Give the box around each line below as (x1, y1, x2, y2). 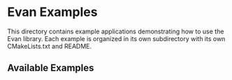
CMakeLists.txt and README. (7, 42, 92, 50)
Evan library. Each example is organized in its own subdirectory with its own (7, 34, 226, 42)
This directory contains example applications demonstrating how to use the (7, 27, 224, 35)
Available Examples (7, 62, 94, 74)
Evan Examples (7, 4, 98, 20)
